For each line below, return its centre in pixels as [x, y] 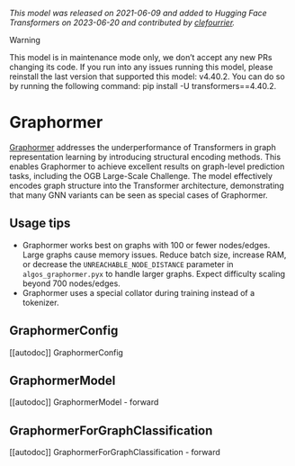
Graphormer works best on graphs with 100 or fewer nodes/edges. [146, 245]
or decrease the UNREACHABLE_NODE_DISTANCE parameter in [128, 264]
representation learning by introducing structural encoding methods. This [145, 157]
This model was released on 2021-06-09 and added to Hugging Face [138, 13]
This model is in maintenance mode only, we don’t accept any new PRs [141, 57]
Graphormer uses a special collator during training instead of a [139, 292]
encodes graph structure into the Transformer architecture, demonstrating [147, 185]
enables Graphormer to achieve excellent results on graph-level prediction [147, 166]
